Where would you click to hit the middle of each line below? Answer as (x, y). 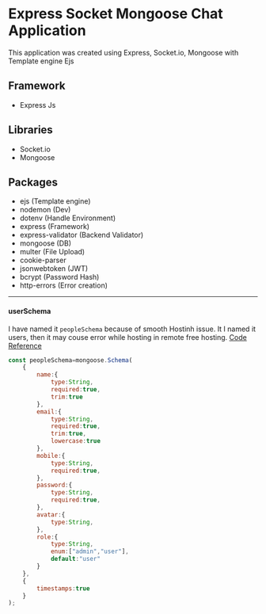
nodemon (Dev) (45, 210)
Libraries (30, 130)
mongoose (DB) (46, 243)
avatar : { (51, 515)
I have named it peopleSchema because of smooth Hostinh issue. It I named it (132, 329)
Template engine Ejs (41, 61)
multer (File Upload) (52, 252)
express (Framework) (54, 227)
